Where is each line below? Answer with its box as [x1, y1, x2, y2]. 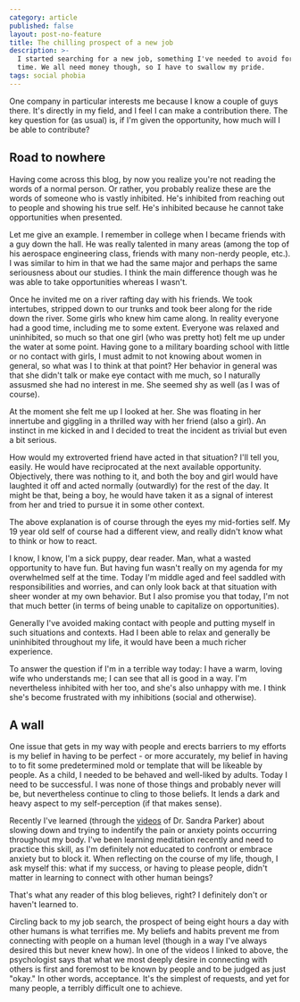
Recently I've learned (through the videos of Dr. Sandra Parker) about [9, 815, 265, 826]
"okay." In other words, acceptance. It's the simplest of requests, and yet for [9, 973, 290, 984]
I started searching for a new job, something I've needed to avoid [17, 54, 278, 63]
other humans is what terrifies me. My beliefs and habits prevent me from [9, 926, 279, 937]
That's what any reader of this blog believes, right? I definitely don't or [9, 889, 268, 900]
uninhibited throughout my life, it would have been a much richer [9, 636, 247, 647]
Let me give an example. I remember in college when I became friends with [9, 229, 286, 239]
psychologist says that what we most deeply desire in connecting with [9, 955, 268, 965]
